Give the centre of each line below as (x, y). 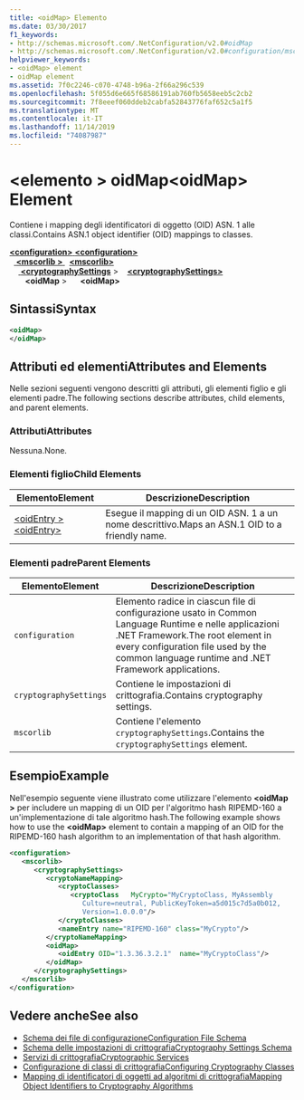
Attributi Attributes (51, 431)
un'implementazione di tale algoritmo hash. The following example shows (145, 817)
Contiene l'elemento (158, 722)
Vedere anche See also (74, 1016)
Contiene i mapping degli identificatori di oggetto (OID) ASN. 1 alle (133, 225)
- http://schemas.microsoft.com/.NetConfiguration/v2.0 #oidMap (131, 43)
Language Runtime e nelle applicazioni (197, 624)
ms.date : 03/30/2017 (48, 26)
